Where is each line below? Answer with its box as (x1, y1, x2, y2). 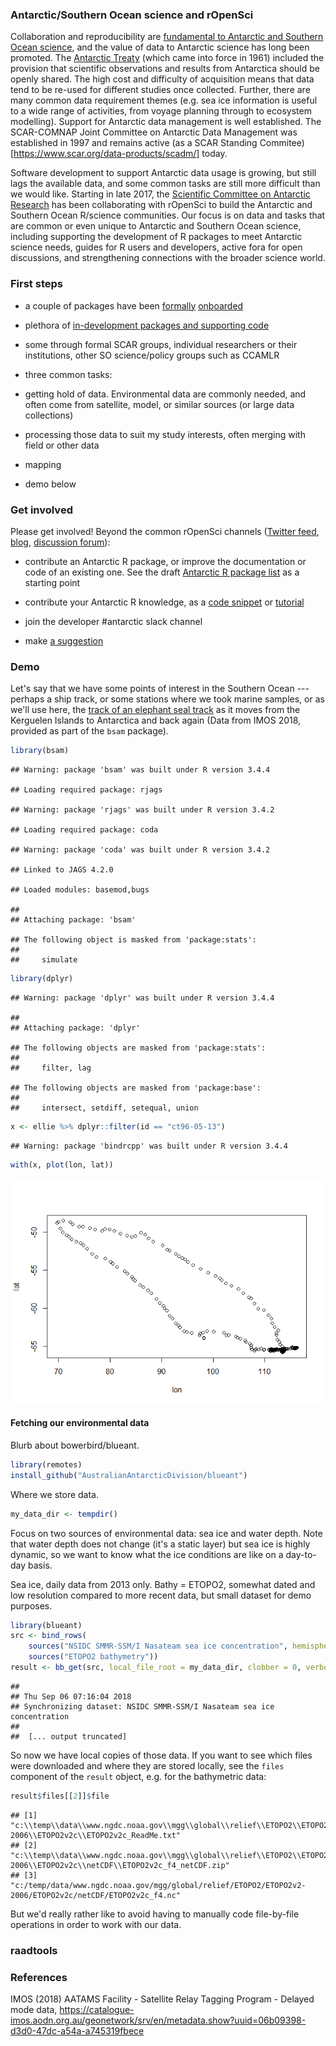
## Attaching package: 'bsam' (10, 915, 137, 925)
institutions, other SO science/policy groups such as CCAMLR (24, 349, 280, 361)
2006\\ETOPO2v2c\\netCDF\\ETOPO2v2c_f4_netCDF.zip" (10, 1860, 230, 1870)
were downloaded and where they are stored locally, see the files (10, 1759, 285, 1772)
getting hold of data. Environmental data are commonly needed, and (24, 388, 307, 400)
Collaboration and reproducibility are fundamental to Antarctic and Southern (10, 31, 324, 43)
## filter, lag (10, 1063, 92, 1073)
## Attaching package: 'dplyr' (10, 1023, 141, 1033)
